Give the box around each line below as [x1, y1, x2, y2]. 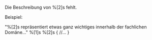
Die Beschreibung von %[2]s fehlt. [5, 5, 77, 10]
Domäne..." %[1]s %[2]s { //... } [5, 29, 70, 35]
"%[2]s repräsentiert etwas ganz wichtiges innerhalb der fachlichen [5, 24, 147, 30]
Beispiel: [5, 14, 23, 20]
